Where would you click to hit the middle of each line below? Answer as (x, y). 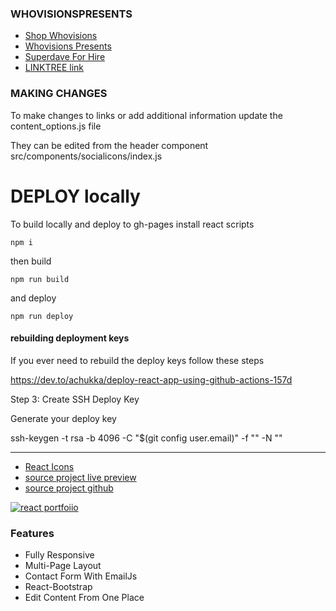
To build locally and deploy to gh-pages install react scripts (132, 224)
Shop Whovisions (61, 36)
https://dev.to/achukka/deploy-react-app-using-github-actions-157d (151, 379)
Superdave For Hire (65, 57)
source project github (69, 488)
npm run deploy (42, 316)
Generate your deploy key (63, 418)
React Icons (49, 466)
